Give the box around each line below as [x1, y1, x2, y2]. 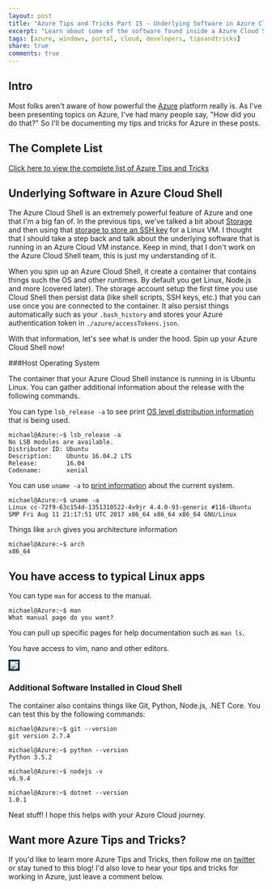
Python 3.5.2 [8, 753, 53, 761]
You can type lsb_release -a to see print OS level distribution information [8, 406, 254, 417]
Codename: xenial [8, 466, 89, 474]
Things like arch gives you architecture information [8, 525, 178, 534]
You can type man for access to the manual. [8, 591, 152, 601]
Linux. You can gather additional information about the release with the [8, 382, 245, 393]
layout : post [8, 11, 53, 20]
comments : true [8, 49, 60, 57]
